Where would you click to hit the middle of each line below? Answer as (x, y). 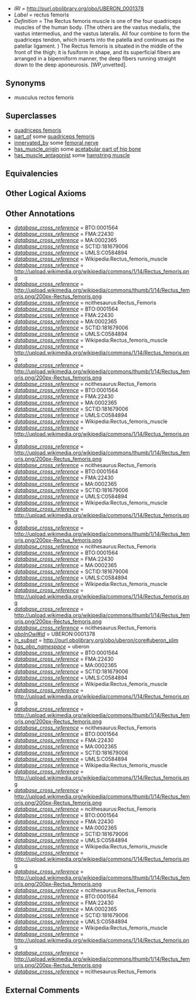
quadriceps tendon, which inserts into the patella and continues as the (99, 40)
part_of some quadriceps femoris (54, 136)
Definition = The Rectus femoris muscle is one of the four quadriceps (97, 21)
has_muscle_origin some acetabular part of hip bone (77, 149)
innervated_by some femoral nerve (56, 142)
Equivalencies (32, 174)
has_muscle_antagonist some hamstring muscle (72, 155)
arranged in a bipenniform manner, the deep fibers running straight (95, 59)
